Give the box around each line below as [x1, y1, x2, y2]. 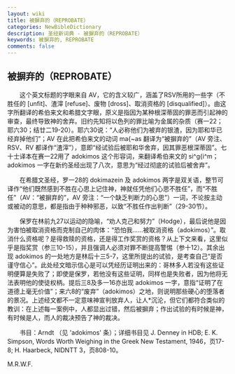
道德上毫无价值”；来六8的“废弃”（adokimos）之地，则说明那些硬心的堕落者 [7, 287, 225, 295]
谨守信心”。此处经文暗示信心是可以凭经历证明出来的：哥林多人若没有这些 [7, 260, 219, 269]
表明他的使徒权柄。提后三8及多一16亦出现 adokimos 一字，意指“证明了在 [13, 278, 224, 286]
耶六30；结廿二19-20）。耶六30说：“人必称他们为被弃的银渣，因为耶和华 [7, 126, 217, 134]
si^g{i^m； [188, 152, 219, 160]
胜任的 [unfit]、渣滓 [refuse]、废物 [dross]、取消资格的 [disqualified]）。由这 [7, 99, 227, 107]
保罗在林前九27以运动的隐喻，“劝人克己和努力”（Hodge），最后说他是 [19, 217, 220, 225]
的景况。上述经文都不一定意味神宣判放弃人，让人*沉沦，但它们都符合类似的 [7, 295, 225, 304]
